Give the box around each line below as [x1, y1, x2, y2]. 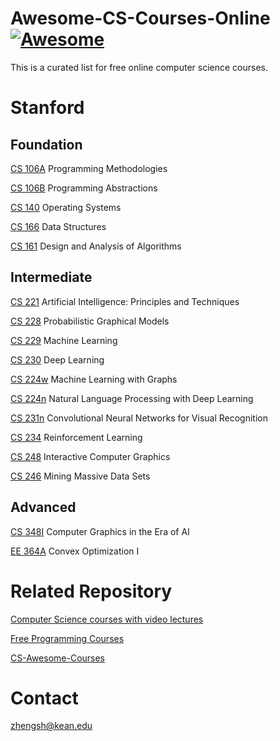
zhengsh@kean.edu [10, 720, 93, 732]
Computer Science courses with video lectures [10, 613, 204, 625]
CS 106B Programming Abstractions [10, 182, 158, 194]
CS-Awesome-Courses [10, 652, 106, 664]
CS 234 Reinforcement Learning [10, 431, 143, 443]
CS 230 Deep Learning [10, 353, 105, 366]
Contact [10, 687, 79, 709]
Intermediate [10, 269, 93, 286]
